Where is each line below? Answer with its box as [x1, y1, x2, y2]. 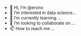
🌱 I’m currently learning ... [9, 15, 62, 20]
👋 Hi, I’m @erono [9, 5, 44, 10]
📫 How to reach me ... [9, 26, 55, 31]
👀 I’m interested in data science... [9, 10, 77, 16]
